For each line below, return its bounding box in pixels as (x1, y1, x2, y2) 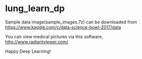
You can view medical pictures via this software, (5, 34, 104, 39)
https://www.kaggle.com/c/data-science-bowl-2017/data (5, 24, 121, 30)
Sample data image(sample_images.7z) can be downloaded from (5, 19, 137, 25)
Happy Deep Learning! (5, 48, 51, 54)
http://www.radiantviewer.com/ (5, 39, 69, 44)
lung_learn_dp (5, 3, 65, 14)
